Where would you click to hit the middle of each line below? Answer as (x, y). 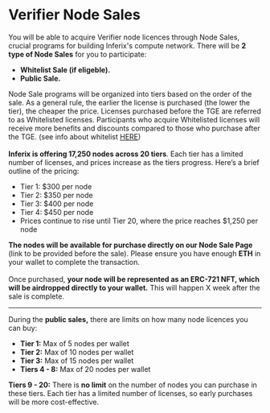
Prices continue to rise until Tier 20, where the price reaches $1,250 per (139, 221)
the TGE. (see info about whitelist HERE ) (75, 136)
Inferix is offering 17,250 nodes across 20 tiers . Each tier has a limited (126, 154)
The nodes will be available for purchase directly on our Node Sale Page (131, 245)
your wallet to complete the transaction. (74, 262)
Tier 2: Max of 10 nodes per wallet (77, 352)
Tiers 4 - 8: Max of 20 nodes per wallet (85, 369)
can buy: (23, 328)
